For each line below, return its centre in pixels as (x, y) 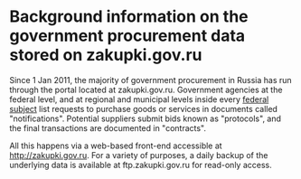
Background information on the (129, 17)
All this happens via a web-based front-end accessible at (116, 146)
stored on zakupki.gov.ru (106, 55)
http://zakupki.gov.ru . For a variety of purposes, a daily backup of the (139, 155)
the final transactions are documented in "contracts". (108, 127)
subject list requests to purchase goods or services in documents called (144, 108)
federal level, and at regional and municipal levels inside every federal (139, 99)
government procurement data (127, 36)
